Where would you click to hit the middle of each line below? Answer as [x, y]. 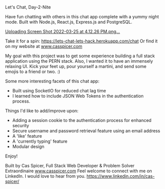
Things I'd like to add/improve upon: [42, 111]
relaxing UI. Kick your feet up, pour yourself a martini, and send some [76, 66]
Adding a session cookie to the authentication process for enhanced [82, 120]
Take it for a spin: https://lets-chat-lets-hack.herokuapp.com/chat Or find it [82, 41]
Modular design [28, 147]
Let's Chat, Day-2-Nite [28, 7]
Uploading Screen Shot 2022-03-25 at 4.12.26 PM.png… [62, 31]
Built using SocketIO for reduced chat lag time [59, 91]
